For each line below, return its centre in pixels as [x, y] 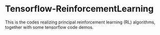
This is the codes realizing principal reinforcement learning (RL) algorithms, [80, 22]
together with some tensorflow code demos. [49, 27]
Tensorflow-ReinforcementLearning [79, 9]
